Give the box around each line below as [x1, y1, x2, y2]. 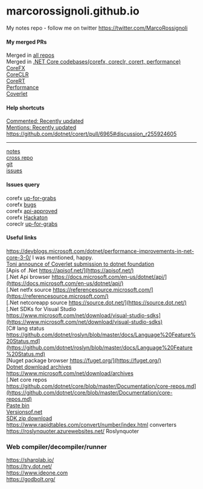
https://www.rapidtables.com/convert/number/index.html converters [6, 421, 177, 428]
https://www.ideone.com [6, 469, 68, 476]
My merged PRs [6, 38, 47, 45]
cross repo [6, 154, 33, 162]
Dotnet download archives [6, 363, 72, 370]
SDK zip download [6, 415, 53, 422]
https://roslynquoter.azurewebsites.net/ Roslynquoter [6, 427, 140, 435]
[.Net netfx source [6, 286, 52, 293]
